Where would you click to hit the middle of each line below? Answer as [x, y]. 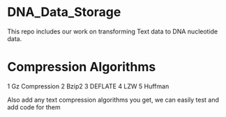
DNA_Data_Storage [64, 12]
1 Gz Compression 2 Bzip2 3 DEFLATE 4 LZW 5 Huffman [88, 86]
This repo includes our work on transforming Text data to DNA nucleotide [113, 31]
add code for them [34, 107]
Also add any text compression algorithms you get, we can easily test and [113, 100]
